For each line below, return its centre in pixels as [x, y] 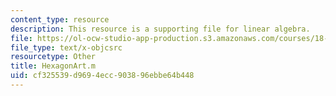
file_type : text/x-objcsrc [66, 47]
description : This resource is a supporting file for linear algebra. [160, 29]
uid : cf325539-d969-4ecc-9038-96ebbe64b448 [102, 76]
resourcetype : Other [53, 57]
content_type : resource [60, 19]
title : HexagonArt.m [53, 66]
